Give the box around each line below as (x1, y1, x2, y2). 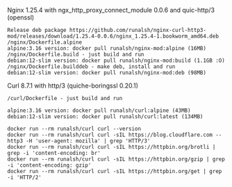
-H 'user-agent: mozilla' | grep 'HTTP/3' (25, 138, 151, 145)
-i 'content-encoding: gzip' (7, 162, 92, 169)
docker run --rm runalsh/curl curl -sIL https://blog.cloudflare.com (7, 131, 213, 138)
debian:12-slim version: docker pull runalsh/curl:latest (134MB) (7, 113, 204, 120)
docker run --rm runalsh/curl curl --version (7, 125, 141, 132)
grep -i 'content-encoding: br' (7, 149, 101, 156)
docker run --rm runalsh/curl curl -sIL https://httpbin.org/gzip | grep (7, 156, 226, 163)
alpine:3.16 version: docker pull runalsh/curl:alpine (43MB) (7, 107, 191, 114)
